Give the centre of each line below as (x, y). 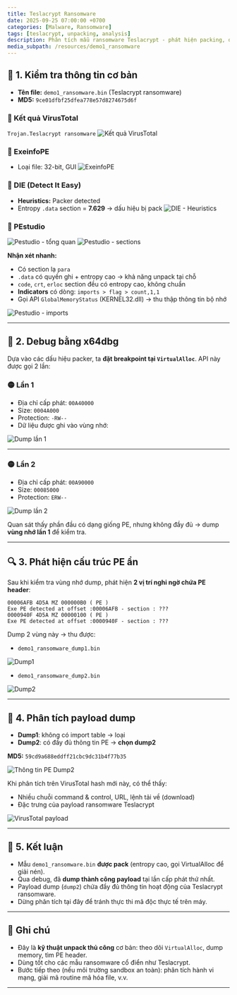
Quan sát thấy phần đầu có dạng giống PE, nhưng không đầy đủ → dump (113, 525)
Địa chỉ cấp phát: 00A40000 (55, 403)
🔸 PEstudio (26, 227)
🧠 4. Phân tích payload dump (72, 718)
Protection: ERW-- (42, 497)
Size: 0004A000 (38, 411)
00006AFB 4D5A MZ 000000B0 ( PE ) (58, 603)
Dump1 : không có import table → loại (71, 735)
